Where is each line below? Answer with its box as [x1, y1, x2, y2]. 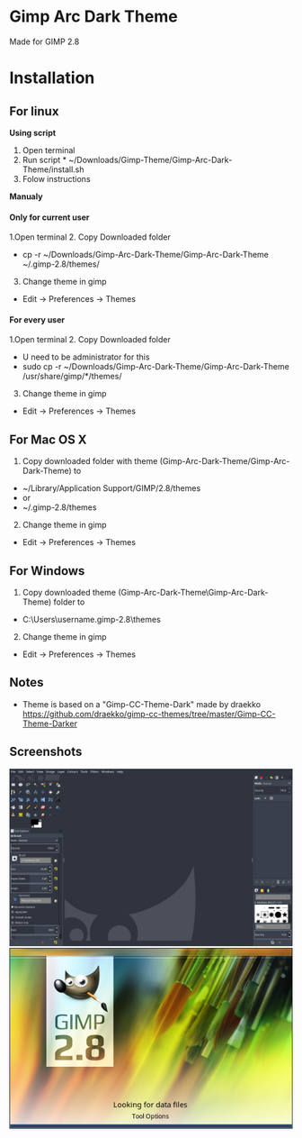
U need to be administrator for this [22, 351, 150, 362]
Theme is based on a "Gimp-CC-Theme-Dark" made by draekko [22, 698, 262, 709]
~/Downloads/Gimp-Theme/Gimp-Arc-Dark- [68, 154, 233, 165]
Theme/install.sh [22, 164, 84, 175]
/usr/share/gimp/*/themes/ [22, 371, 122, 382]
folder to [53, 596, 85, 607]
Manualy [9, 191, 43, 202]
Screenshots [9, 744, 83, 760]
